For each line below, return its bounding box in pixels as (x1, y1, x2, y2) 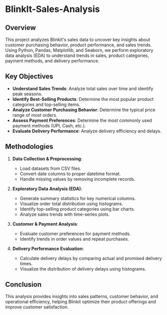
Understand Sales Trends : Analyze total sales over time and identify (12, 85, 154, 91)
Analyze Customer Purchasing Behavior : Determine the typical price (12, 106, 156, 113)
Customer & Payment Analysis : (12, 221, 78, 227)
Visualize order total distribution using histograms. (19, 201, 123, 207)
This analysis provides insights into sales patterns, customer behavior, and (5, 294, 159, 300)
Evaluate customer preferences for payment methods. (19, 231, 131, 237)
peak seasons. (12, 91, 43, 97)
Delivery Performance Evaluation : (12, 246, 84, 252)
